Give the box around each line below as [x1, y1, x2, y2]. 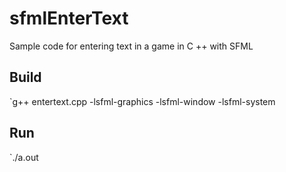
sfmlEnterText [9, 7, 129, 30]
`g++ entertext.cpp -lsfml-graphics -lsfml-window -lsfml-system [9, 95, 276, 107]
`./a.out [9, 151, 39, 163]
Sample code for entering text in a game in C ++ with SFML [9, 40, 254, 52]
